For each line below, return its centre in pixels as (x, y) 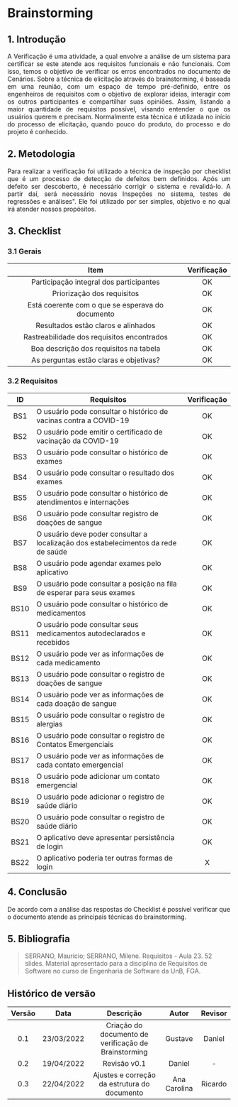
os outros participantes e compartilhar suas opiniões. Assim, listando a (119, 102)
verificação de (124, 1043)
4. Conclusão (37, 892)
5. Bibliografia (39, 939)
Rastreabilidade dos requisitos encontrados (96, 337)
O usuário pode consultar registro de (98, 513)
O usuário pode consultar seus (87, 624)
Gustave (179, 1039)
